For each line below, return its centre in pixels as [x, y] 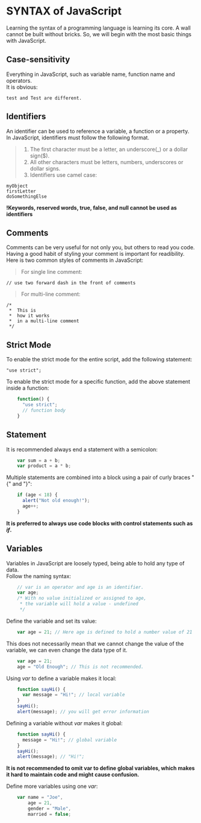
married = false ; [49, 814]
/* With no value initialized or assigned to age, [82, 599]
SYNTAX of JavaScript [64, 11]
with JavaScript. [26, 40]
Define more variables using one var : [52, 786]
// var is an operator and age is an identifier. [81, 587]
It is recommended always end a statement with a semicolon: [82, 449]
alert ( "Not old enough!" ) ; [56, 501]
